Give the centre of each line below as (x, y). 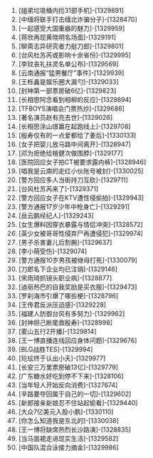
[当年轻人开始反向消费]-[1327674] (68, 385)
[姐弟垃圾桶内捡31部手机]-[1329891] (71, 10)
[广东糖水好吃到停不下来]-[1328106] (71, 376)
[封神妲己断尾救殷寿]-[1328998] (65, 322)
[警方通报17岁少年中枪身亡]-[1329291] (74, 207)
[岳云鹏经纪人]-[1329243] (56, 215)
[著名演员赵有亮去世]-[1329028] (65, 117)
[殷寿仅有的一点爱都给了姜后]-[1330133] (77, 135)
